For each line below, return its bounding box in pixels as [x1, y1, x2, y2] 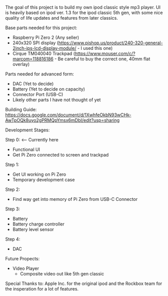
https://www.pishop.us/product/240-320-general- [58, 40, 163, 46]
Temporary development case [12, 177, 75, 183]
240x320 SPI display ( [12, 40, 59, 46]
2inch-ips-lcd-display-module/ [12, 45, 76, 51]
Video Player [12, 265, 39, 271]
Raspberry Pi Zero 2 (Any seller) [12, 35, 79, 40]
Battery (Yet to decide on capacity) [12, 86, 86, 92]
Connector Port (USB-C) [12, 92, 63, 97]
